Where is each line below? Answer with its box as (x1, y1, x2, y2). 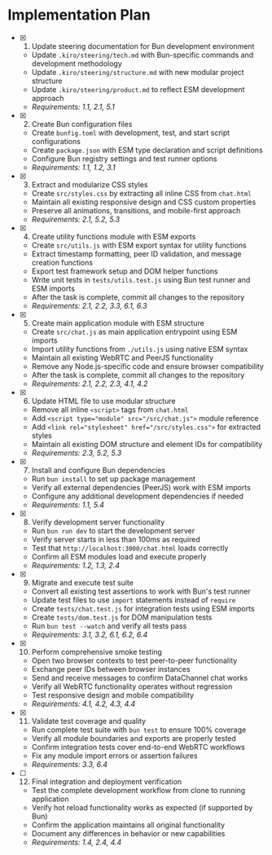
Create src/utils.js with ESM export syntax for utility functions (31, 240, 247, 250)
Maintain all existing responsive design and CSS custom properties (31, 197, 257, 207)
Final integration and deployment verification (31, 776, 182, 787)
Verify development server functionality (31, 517, 165, 527)
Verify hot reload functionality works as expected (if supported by (31, 802, 253, 812)
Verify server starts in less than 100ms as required (31, 534, 200, 544)
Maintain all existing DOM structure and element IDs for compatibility (31, 439, 263, 449)
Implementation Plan (7, 6, 151, 24)
